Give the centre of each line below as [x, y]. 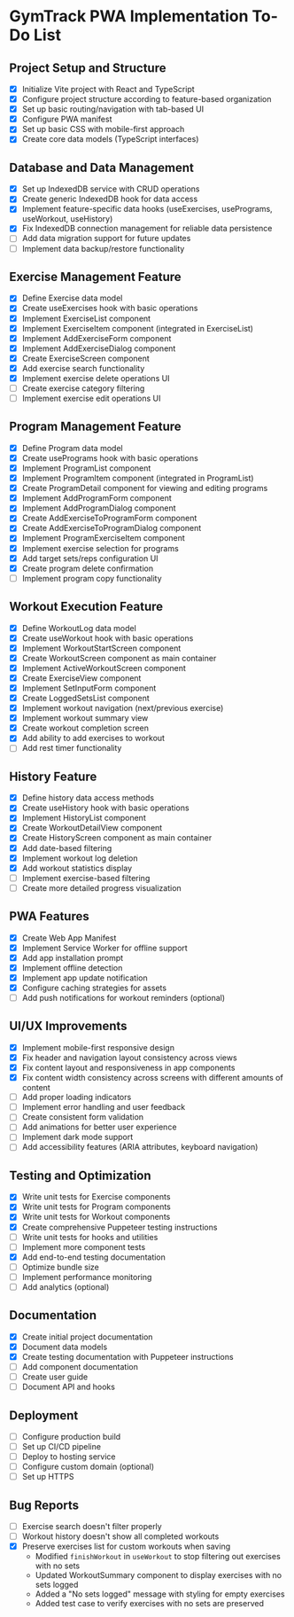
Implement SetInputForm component [89, 688]
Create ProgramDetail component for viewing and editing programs [145, 488]
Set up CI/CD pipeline [62, 1446]
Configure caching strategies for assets [94, 988]
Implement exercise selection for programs [100, 548]
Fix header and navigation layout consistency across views [129, 1058]
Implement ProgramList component [86, 468]
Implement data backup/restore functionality [103, 248]
